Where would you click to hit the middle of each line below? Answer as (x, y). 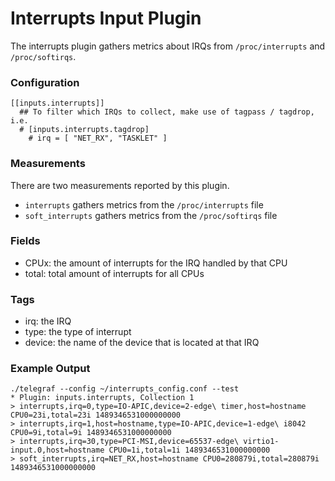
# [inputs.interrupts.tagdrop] (84, 130)
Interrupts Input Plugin (106, 18)
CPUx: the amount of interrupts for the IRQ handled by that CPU (156, 263)
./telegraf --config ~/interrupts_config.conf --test (125, 389)
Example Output (50, 369)
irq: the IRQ (48, 321)
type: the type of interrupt (78, 332)
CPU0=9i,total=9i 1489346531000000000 (91, 433)
